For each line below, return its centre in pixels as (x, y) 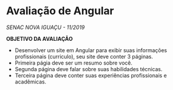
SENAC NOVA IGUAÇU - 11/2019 (45, 27)
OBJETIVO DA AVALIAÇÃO (40, 38)
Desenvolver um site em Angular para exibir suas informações (91, 50)
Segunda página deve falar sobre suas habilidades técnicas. (88, 69)
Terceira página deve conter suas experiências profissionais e (91, 75)
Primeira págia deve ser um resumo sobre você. (73, 63)
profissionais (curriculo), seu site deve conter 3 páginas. (84, 56)
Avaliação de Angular (60, 11)
